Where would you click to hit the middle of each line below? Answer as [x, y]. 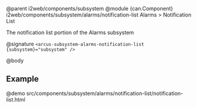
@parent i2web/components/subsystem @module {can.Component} [90, 9]
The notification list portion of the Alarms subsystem [70, 32]
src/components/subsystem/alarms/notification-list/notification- [105, 93]
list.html [16, 99]
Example [22, 79]
